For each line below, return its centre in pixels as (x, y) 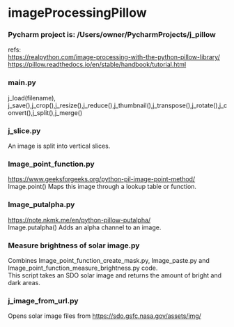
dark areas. (24, 282)
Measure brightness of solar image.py (74, 245)
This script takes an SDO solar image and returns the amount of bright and (115, 275)
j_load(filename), (32, 98)
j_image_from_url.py (43, 301)
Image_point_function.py (51, 164)
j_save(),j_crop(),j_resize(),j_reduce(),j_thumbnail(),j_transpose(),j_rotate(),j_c (118, 105)
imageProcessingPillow (77, 13)
